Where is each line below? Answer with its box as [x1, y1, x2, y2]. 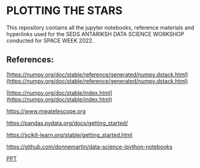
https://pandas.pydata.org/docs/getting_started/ [6, 119, 128, 126]
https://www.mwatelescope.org [6, 108, 86, 115]
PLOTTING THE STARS [6, 4, 123, 18]
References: [6, 54, 54, 65]
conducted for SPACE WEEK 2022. [6, 37, 94, 44]
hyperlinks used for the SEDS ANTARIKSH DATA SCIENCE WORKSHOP [6, 30, 185, 37]
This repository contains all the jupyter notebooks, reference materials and [6, 24, 194, 31]
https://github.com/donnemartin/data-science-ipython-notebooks [6, 143, 173, 150]
